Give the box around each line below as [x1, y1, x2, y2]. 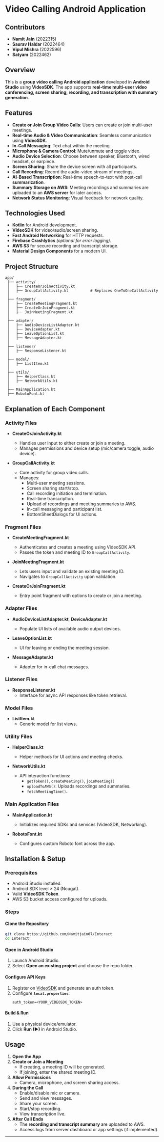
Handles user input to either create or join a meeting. [19, 440, 126, 446]
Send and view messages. [19, 1095, 72, 1101]
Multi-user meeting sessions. [26, 480, 85, 486]
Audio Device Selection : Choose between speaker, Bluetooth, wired [12, 153, 150, 159]
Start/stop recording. [19, 1106, 62, 1112]
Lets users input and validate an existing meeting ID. [19, 569, 124, 574]
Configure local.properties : [12, 990, 70, 996]
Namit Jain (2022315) [12, 36, 57, 42]
